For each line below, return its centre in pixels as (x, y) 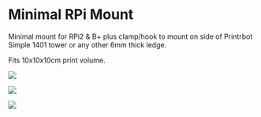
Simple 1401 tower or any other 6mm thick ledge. (88, 44)
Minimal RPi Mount (71, 15)
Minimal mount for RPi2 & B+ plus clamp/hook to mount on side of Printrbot (130, 36)
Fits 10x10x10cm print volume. (57, 60)
